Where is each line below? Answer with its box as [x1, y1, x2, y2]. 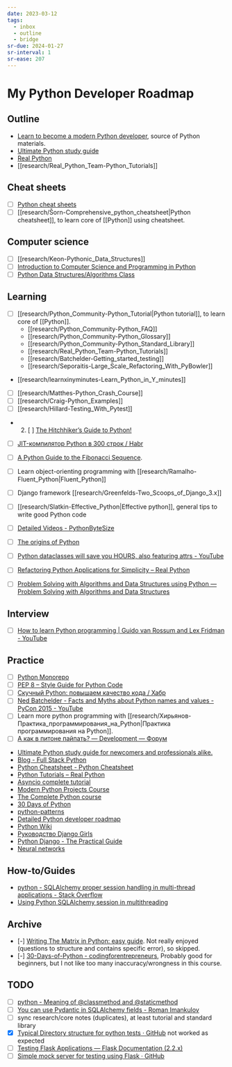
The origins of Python [17, 538, 80, 546]
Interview [7, 608, 50, 620]
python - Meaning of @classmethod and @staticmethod [17, 997, 179, 1006]
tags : [7, 17, 23, 24]
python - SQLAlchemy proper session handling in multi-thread [17, 883, 196, 892]
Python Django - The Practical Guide [17, 837, 123, 845]
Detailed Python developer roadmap [17, 815, 122, 823]
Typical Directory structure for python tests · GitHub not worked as [17, 1029, 208, 1037]
